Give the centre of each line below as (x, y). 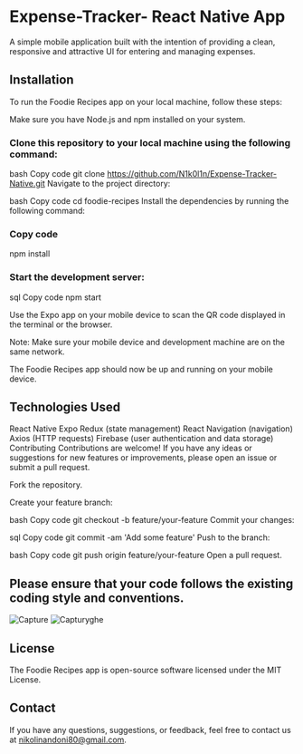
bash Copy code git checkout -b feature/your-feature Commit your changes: (152, 520)
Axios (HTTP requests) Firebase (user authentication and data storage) (142, 439)
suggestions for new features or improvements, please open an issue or (143, 458)
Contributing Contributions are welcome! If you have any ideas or (131, 448)
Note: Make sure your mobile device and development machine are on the (147, 342)
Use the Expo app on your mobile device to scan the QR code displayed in (147, 314)
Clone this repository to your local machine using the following (150, 142)
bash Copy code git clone (57, 174)
